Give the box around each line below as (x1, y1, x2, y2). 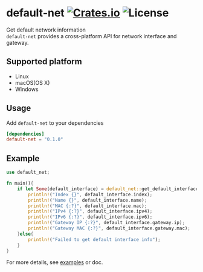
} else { (17, 231, 34, 237)
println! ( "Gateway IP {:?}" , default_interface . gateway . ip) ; (28, 220, 185, 226)
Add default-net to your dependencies (6, 119, 104, 127)
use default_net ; (6, 170, 50, 176)
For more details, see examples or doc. (6, 259, 103, 266)
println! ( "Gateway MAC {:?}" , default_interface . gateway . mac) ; (28, 225, 190, 231)
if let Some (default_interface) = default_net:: (17, 185, 142, 192)
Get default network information (6, 26, 86, 33)
